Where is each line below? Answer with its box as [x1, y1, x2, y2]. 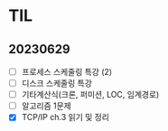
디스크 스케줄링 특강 [21, 78, 92, 89]
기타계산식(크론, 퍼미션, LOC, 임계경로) [21, 89, 160, 100]
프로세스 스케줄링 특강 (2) [21, 67, 113, 77]
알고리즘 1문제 [21, 100, 71, 111]
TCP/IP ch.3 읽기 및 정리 [21, 112, 110, 123]
